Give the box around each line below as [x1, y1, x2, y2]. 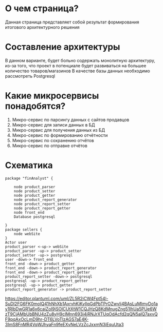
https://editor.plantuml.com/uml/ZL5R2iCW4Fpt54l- [5, 295, 109, 301]
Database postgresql [14, 214, 55, 219]
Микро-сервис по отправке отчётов [12, 143, 88, 148]
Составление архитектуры [5, 41, 120, 53]
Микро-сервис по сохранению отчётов [12, 137, 94, 143]
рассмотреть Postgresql [5, 73, 55, 79]
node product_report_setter [14, 201, 71, 207]
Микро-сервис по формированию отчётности [12, 132, 108, 138]
